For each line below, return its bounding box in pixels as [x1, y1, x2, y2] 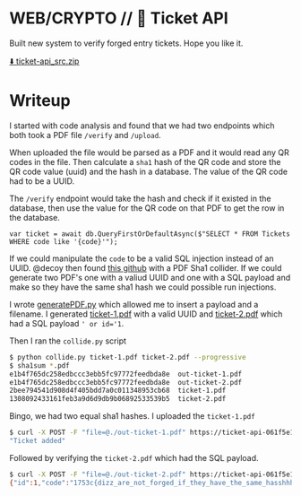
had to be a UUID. [9, 175, 75, 187]
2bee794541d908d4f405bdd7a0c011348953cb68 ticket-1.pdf [9, 386, 227, 396]
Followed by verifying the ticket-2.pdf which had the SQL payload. [9, 452, 259, 463]
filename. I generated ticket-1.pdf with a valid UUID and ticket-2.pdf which [9, 309, 283, 319]
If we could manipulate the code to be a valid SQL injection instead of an [9, 253, 275, 264]
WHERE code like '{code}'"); [9, 237, 118, 246]
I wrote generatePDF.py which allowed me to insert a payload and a [9, 299, 259, 309]
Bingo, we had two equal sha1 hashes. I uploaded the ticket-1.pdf [9, 411, 255, 422]
